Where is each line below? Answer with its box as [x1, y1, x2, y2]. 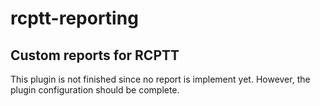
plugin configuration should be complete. [10, 84, 180, 96]
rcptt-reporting [10, 7, 139, 30]
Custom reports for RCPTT [10, 47, 180, 64]
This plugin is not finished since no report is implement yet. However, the [10, 73, 311, 85]
